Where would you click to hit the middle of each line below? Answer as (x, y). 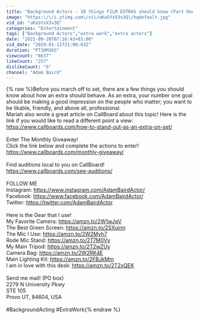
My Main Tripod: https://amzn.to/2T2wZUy (58, 247)
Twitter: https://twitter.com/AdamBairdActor (60, 203)
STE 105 (16, 291)
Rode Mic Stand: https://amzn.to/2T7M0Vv (58, 240)
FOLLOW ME (22, 184)
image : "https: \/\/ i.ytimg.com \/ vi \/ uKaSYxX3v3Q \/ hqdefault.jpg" (88, 17)
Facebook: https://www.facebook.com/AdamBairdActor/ (75, 196)
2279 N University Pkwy (36, 285)
